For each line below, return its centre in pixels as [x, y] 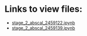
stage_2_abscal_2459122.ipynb [43, 23]
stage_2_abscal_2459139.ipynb [43, 28]
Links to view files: [43, 9]
